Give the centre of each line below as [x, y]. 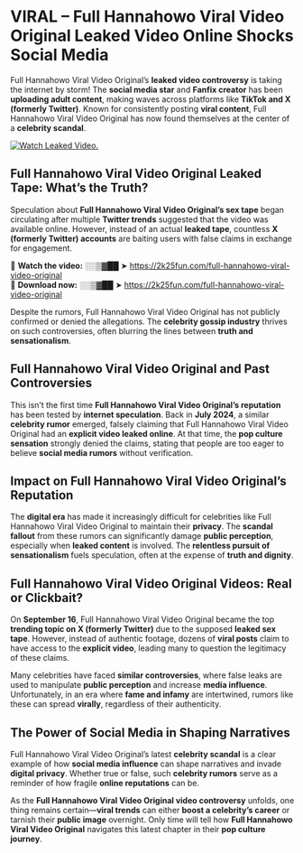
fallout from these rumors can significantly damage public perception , [142, 536]
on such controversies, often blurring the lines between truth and [132, 330]
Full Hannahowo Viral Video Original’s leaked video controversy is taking [146, 79]
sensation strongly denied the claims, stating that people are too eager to [147, 443]
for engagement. [41, 248]
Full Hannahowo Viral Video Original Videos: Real [151, 584]
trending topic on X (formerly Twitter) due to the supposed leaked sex [143, 629]
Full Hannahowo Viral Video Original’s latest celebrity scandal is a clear [143, 754]
